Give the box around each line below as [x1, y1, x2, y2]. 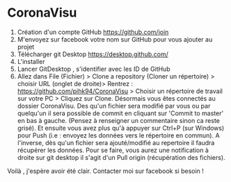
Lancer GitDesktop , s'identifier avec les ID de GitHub [17, 65, 170, 73]
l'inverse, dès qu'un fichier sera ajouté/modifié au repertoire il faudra [17, 138, 215, 147]
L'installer [17, 57, 45, 65]
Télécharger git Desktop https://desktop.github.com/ [17, 50, 168, 58]
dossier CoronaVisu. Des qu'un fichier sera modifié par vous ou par [17, 101, 211, 110]
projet [17, 42, 35, 51]
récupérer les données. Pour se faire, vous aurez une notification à [17, 146, 209, 154]
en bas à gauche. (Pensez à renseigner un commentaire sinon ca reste [17, 116, 221, 124]
